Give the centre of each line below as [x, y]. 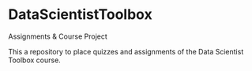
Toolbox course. [34, 60]
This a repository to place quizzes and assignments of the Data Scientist [126, 51]
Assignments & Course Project [58, 36]
